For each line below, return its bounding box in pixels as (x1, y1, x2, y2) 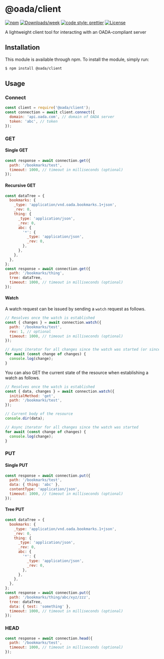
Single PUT (5, 462, 28, 468)
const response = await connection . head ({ (5, 636, 93, 641)
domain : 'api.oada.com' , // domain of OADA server (9, 114, 115, 120)
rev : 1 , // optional (9, 329, 51, 334)
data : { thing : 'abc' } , (9, 482, 60, 487)
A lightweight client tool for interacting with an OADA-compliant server (5, 29, 146, 35)
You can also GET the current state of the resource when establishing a (5, 369, 149, 376)
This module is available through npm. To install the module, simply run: (5, 56, 149, 62)
